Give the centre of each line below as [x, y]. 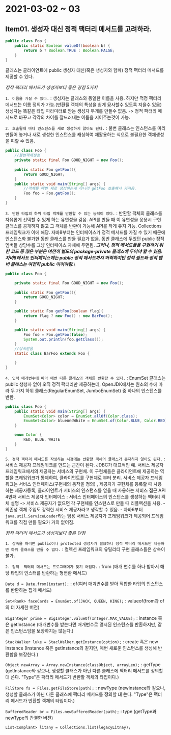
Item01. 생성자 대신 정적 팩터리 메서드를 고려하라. [78, 29]
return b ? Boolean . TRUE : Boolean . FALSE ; [69, 50]
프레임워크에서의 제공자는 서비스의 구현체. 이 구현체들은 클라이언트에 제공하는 [82, 471]
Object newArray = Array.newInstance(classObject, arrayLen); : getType [83, 664]
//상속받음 [24, 349]
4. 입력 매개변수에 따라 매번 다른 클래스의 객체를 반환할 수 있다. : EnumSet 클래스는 [85, 378]
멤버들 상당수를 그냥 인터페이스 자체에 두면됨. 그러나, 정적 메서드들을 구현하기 [82, 245]
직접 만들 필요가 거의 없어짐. [47, 522]
